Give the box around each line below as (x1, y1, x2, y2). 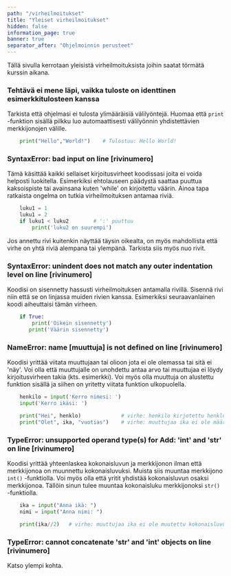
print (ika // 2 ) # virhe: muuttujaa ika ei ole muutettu (19, 521, 186, 528)
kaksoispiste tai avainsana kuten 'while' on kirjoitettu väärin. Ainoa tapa (7, 184, 210, 193)
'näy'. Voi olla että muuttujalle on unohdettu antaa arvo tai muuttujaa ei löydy (7, 366, 223, 374)
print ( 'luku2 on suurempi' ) (32, 225, 112, 232)
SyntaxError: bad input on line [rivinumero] (7, 154, 153, 164)
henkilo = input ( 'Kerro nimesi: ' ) (19, 393, 122, 400)
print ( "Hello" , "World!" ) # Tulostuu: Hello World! (19, 138, 177, 145)
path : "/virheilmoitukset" (7, 10, 85, 17)
